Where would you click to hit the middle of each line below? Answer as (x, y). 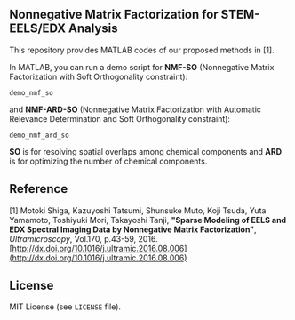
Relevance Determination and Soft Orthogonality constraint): (120, 118)
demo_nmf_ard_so (39, 135)
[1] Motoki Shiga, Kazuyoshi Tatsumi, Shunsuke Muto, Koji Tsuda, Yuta (138, 210)
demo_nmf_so (31, 92)
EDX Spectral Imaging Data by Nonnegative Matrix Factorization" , (133, 229)
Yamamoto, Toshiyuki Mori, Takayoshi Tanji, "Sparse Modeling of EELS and (148, 220)
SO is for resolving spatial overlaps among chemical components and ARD (146, 151)
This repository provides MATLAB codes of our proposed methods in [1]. (142, 50)
